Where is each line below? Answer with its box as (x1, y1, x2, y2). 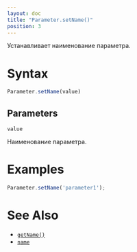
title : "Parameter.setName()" (7, 16, 94, 23)
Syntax (7, 66, 49, 81)
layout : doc (7, 10, 41, 17)
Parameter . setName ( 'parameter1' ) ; (7, 184, 106, 191)
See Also (7, 207, 59, 223)
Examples (7, 162, 64, 177)
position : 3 (7, 23, 41, 30)
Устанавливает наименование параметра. (7, 42, 132, 50)
